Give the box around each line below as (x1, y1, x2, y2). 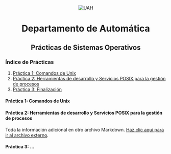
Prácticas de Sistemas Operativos (31, 43, 141, 52)
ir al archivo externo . (5, 132, 48, 138)
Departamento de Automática (21, 23, 151, 34)
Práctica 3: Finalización (12, 86, 62, 92)
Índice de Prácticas (5, 58, 54, 65)
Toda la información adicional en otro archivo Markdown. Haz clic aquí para (5, 126, 164, 133)
